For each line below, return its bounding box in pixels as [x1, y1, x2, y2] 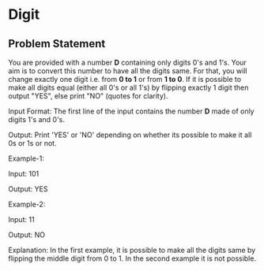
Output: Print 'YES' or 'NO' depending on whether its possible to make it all [8, 130, 252, 139]
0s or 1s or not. [8, 139, 57, 147]
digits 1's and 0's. [8, 115, 66, 124]
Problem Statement [8, 37, 106, 50]
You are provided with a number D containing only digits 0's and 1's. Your [8, 58, 247, 67]
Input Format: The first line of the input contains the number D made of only [8, 106, 255, 116]
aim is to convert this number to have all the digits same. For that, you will [8, 66, 247, 76]
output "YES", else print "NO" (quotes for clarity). [8, 91, 168, 100]
